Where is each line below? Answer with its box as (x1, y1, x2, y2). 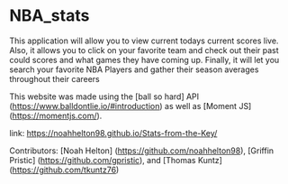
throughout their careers (9, 73, 101, 84)
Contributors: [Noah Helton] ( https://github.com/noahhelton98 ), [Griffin (9, 145, 274, 156)
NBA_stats (9, 5, 90, 26)
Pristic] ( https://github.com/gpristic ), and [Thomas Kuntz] (9, 154, 223, 165)
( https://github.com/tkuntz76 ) (9, 164, 120, 175)
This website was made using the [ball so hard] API (9, 91, 200, 102)
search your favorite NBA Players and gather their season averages (9, 64, 259, 75)
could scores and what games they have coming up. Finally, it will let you (9, 54, 280, 65)
